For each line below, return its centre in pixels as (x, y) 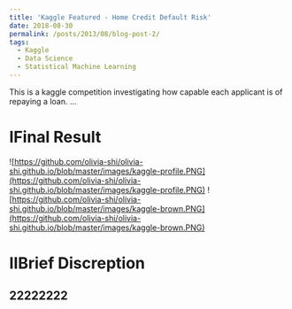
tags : (19, 42)
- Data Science (45, 58)
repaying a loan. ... (43, 101)
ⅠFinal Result (55, 137)
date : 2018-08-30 (41, 26)
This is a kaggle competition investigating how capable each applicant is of (146, 92)
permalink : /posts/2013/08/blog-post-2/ (85, 34)
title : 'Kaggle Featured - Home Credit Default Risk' (111, 17)
